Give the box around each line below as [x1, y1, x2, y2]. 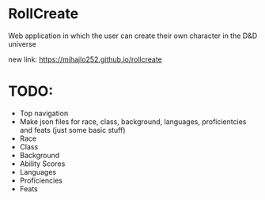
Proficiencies [19, 175, 63, 185]
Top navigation [19, 108, 69, 118]
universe [8, 39, 37, 48]
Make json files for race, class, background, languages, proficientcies [19, 116, 247, 126]
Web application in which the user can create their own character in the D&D [8, 31, 258, 40]
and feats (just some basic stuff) [19, 125, 126, 134]
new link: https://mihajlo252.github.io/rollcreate [8, 55, 162, 64]
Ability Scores [19, 159, 66, 168]
